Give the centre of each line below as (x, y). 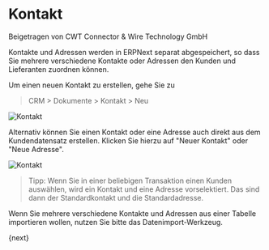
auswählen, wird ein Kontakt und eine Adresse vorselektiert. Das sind (144, 189)
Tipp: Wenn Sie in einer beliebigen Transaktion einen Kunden (130, 180)
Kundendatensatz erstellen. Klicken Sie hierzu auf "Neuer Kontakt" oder (128, 140)
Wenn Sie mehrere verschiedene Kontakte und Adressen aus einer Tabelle (132, 213)
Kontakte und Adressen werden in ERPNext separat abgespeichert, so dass (134, 52)
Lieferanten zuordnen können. (59, 69)
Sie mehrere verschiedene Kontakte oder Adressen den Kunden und (122, 61)
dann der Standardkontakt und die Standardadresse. (116, 197)
